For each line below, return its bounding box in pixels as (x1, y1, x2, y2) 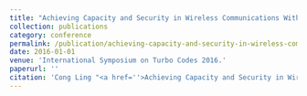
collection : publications (9, 22, 108, 31)
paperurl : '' (9, 65, 59, 74)
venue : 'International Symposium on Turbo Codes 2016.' (9, 56, 227, 65)
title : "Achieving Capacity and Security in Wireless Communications (9, 13, 281, 23)
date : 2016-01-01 (9, 48, 76, 57)
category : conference (9, 30, 92, 39)
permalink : (9, 38, 51, 48)
